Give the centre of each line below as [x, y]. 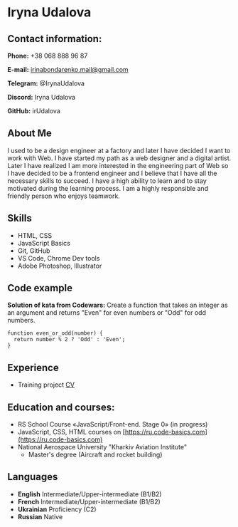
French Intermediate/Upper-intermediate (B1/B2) [89, 501]
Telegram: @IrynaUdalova [46, 83]
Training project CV [46, 385]
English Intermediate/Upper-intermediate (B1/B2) [90, 494]
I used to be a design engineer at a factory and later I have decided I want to [119, 150]
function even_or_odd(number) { [55, 333]
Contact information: [55, 39]
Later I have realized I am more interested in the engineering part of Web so [118, 165]
